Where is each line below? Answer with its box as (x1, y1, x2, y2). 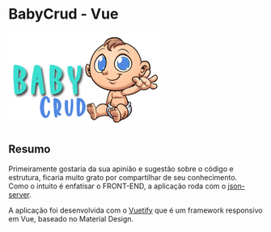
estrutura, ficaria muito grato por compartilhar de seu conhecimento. (8, 172, 238, 182)
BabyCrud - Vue (8, 5, 119, 23)
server (8, 189, 30, 199)
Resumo (8, 142, 51, 156)
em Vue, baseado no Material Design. (8, 213, 134, 223)
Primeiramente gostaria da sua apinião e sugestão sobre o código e (8, 163, 234, 174)
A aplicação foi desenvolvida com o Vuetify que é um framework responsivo (8, 205, 263, 215)
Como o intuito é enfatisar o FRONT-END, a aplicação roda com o (8, 181, 227, 191)
